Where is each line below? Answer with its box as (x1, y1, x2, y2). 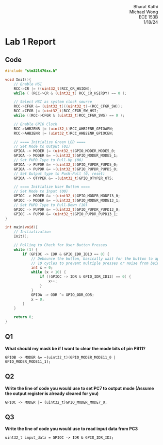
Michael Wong (129, 9, 158, 15)
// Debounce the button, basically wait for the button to (31, 256, 153, 261)
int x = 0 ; (31, 265, 53, 270)
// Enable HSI (14, 82, 42, 86)
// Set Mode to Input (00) (14, 189, 68, 194)
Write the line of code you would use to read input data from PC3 (5, 426, 138, 432)
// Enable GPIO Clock (14, 121, 57, 127)
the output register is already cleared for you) (5, 390, 99, 396)
